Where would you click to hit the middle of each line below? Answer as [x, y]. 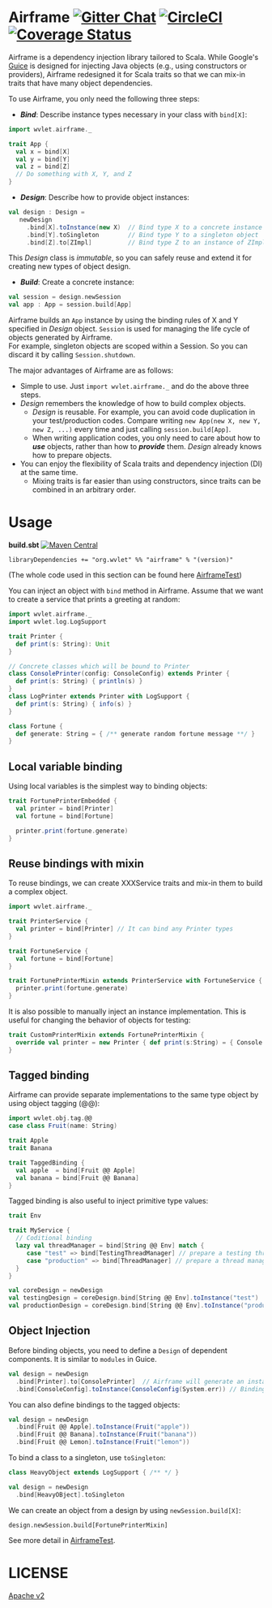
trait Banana [30, 1148]
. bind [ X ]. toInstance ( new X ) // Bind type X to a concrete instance [144, 227]
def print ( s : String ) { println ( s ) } [79, 681]
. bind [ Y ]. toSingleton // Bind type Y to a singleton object [142, 235]
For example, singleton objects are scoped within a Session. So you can [128, 346]
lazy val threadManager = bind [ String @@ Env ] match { [110, 1246]
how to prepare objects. [72, 456]
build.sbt [24, 545]
